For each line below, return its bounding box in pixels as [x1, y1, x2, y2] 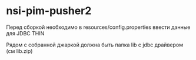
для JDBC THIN [6, 29, 45, 36]
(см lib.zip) [6, 47, 33, 54]
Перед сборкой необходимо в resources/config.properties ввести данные [6, 24, 191, 31]
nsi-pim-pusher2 [6, 4, 92, 18]
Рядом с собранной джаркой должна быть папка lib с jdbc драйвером [6, 41, 184, 48]
